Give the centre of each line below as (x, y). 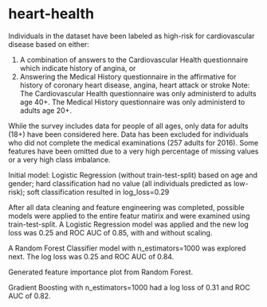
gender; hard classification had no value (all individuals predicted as (120, 183)
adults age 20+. (46, 110)
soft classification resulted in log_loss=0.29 (98, 192)
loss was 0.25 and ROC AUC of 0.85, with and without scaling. (110, 232)
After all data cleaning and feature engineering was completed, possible (126, 207)
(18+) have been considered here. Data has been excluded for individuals (128, 134)
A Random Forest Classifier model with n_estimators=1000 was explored (127, 248)
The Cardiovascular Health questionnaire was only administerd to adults (138, 93)
